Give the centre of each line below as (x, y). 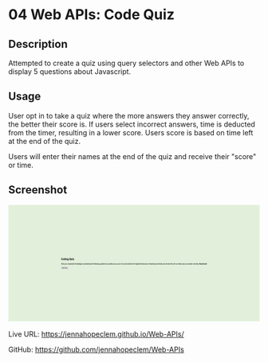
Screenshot (38, 190)
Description (38, 44)
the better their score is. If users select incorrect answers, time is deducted (132, 124)
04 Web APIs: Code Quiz (92, 15)
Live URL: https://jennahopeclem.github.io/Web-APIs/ (97, 334)
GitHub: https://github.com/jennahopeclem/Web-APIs (97, 349)
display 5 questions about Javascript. (70, 72)
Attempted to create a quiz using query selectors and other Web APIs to (126, 63)
